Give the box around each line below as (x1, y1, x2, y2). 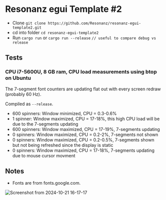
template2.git (12, 25, 42, 30)
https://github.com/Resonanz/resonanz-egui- (48, 21, 141, 26)
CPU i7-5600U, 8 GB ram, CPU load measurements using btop (5, 68, 157, 75)
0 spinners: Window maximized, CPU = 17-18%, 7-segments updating (12, 147, 155, 153)
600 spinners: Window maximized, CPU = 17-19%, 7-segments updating (12, 126, 160, 132)
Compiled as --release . (5, 101, 54, 107)
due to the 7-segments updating (12, 121, 78, 127)
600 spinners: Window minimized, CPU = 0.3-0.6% (12, 110, 117, 116)
